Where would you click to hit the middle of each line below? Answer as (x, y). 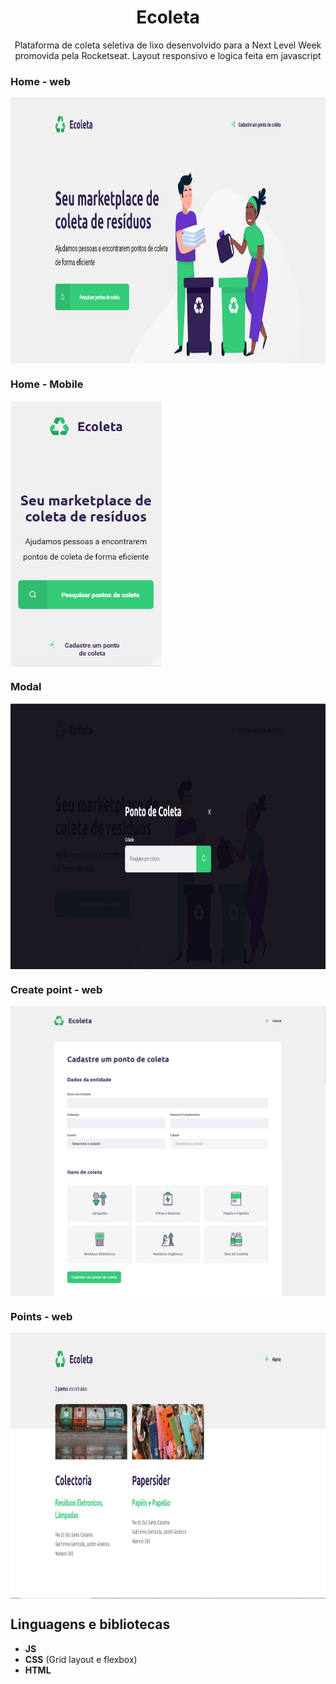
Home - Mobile (47, 384)
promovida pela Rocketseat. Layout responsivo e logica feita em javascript (168, 55)
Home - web (41, 81)
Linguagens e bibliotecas (90, 1624)
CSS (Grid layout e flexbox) (81, 1659)
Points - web (41, 1316)
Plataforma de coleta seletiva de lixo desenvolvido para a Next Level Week (168, 45)
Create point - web (56, 989)
